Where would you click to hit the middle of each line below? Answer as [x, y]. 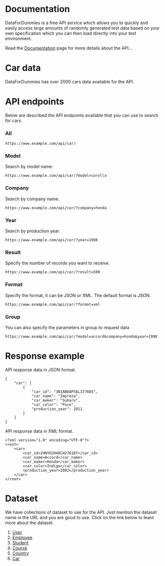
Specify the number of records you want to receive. [57, 263]
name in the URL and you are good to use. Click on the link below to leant [80, 517]
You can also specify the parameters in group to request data [67, 327]
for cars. [14, 120]
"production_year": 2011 [57, 409]
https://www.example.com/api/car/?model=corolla [56, 176]
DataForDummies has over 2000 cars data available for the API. [70, 81]
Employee [22, 537]
